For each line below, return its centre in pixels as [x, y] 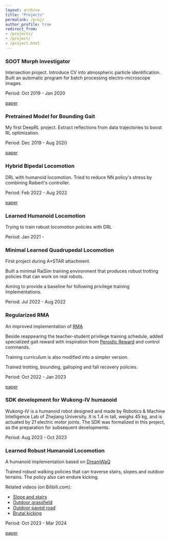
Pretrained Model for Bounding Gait [50, 116]
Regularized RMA [27, 315]
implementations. [24, 292]
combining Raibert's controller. [38, 183]
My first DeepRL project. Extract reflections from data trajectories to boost [84, 127]
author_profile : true [28, 24]
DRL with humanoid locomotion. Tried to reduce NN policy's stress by [79, 177]
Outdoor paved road [34, 508]
